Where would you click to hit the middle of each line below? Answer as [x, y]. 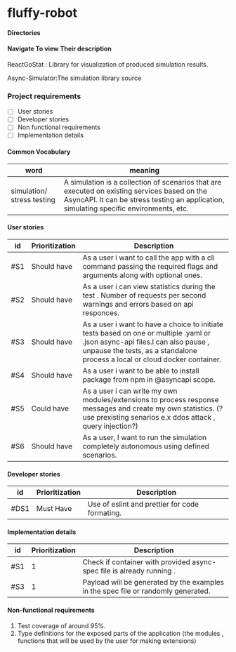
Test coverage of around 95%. [62, 625]
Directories [24, 32]
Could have [50, 408]
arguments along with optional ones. [142, 275]
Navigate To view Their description [60, 49]
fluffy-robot [42, 13]
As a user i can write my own [130, 391]
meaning [145, 170]
